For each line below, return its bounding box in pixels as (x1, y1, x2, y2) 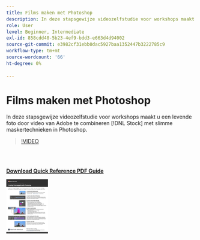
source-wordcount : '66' (6, 54, 66, 60)
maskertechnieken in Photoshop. (6, 126, 88, 134)
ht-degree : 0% (6, 60, 42, 66)
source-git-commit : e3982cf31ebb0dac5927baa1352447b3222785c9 (6, 42, 165, 48)
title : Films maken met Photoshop (6, 10, 93, 16)
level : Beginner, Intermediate (6, 29, 85, 35)
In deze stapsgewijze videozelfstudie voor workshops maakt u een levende (6, 113, 192, 120)
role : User (6, 22, 34, 28)
